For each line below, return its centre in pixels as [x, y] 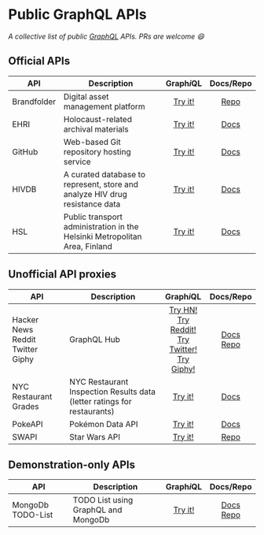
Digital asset [86, 96]
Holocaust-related [97, 119]
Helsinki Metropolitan [103, 236]
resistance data [92, 204]
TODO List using [103, 500]
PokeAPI [27, 424]
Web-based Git [92, 142]
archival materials [96, 129]
